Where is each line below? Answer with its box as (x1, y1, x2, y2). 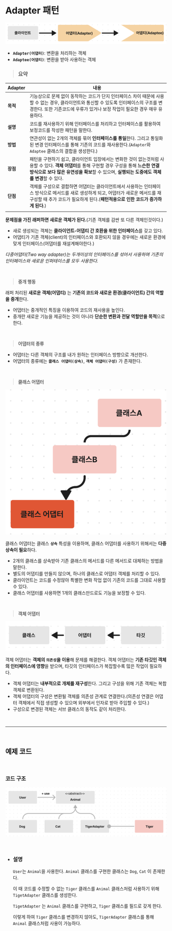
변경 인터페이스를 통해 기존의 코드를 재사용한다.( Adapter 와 (35, 141, 151, 147)
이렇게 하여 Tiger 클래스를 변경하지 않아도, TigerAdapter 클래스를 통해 (12, 914, 155, 920)
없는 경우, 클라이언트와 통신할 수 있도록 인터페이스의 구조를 (40, 100, 158, 106)
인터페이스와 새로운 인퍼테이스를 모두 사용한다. (5, 258, 99, 264)
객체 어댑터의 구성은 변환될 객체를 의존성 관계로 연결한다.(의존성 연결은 (12, 693, 154, 699)
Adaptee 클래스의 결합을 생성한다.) (29, 147, 98, 154)
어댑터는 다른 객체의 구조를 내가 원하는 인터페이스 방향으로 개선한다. (12, 351, 148, 358)
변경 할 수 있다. (35, 175, 64, 181)
